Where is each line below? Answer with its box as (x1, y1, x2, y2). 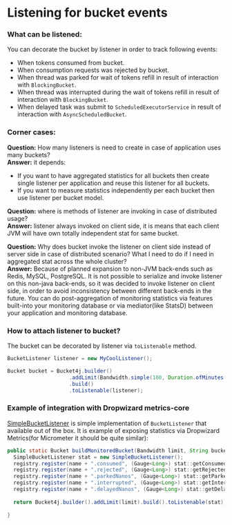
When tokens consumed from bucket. (17, 59, 125, 67)
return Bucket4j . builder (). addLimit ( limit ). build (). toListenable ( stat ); (13, 499, 227, 506)
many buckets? (7, 150, 50, 159)
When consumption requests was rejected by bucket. (17, 66, 169, 74)
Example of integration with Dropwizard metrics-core (7, 403, 190, 413)
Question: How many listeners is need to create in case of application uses (7, 143, 221, 152)
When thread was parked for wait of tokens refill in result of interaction (17, 73, 219, 82)
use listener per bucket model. (17, 193, 104, 202)
